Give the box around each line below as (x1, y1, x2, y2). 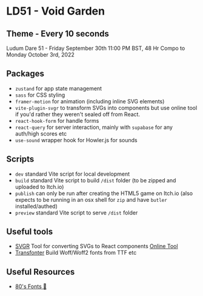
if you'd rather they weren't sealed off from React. (15, 111, 141, 118)
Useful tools (6, 227, 53, 237)
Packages (6, 69, 44, 79)
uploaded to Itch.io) (15, 183, 64, 190)
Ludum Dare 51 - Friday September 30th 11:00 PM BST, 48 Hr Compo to (6, 44, 185, 52)
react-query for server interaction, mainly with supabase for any (15, 123, 173, 131)
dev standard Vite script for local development (15, 170, 130, 177)
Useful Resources (6, 266, 75, 277)
